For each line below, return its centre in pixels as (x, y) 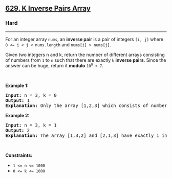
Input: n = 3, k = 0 (31, 95)
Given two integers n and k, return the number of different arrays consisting (85, 55)
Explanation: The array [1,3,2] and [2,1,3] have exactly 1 (82, 135)
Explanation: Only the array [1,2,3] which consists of (77, 105)
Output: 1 (17, 100)
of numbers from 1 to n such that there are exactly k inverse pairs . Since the (86, 60)
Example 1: (17, 85)
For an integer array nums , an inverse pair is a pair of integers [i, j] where (84, 39)
